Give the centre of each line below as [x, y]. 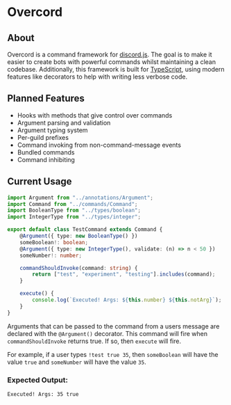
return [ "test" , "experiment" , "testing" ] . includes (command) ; [124, 275]
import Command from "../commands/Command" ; [72, 204]
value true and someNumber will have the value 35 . [77, 362]
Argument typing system [52, 130]
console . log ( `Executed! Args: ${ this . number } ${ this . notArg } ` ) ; [127, 300]
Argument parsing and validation [64, 122]
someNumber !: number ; [51, 255]
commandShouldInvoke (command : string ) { [79, 268]
